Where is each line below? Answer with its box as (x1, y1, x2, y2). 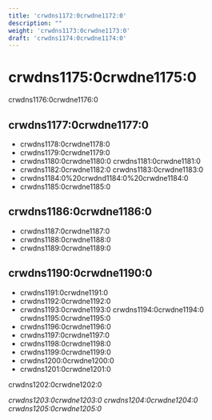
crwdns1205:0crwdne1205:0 (8, 403, 102, 413)
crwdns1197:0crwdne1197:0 (19, 330, 110, 340)
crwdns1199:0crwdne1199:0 (19, 347, 111, 357)
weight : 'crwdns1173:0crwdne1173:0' (8, 26, 130, 34)
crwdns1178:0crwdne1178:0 (19, 139, 110, 149)
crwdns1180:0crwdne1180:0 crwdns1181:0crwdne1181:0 (19, 157, 202, 166)
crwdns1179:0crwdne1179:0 (19, 148, 110, 157)
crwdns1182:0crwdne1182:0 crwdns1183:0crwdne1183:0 (19, 165, 204, 174)
